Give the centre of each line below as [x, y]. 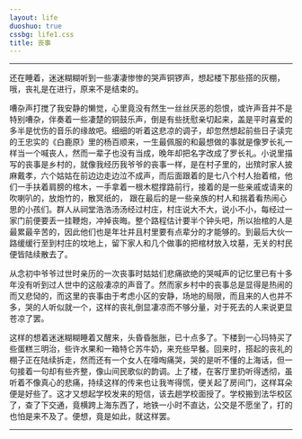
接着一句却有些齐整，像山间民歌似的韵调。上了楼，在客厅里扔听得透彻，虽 [155, 372]
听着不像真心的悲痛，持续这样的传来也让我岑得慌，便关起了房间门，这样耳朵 [151, 382]
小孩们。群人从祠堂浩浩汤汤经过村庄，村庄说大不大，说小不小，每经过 [155, 210]
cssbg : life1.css [42, 34]
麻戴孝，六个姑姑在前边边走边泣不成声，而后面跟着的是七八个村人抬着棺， [147, 175]
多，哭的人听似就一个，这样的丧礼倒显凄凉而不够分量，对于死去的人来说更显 [151, 308]
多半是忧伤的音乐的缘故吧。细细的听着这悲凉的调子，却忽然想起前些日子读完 [151, 130]
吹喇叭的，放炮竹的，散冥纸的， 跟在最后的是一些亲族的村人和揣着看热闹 [144, 198]
